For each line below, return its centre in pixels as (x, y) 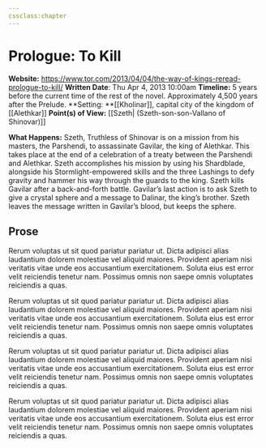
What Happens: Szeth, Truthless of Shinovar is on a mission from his (124, 137)
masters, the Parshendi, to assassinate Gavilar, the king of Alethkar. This (129, 146)
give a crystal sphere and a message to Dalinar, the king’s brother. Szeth (129, 197)
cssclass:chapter (38, 16)
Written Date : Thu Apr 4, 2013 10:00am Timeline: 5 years (161, 87)
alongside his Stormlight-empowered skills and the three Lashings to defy (132, 172)
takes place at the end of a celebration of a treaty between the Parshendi (131, 154)
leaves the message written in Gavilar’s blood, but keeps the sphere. (122, 206)
